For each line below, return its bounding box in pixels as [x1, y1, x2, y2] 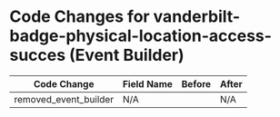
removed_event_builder [14, 93, 115, 105]
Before [181, 77, 212, 90]
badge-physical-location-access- [9, 25, 273, 46]
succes [9, 45, 66, 65]
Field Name [122, 77, 173, 90]
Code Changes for [9, 6, 150, 27]
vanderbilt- [153, 6, 241, 27]
